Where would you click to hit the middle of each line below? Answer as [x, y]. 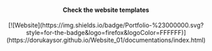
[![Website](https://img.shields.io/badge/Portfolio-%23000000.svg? [106, 25]
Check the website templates [106, 10]
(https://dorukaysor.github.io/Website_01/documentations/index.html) [106, 40]
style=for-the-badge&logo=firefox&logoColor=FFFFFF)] [106, 33]
